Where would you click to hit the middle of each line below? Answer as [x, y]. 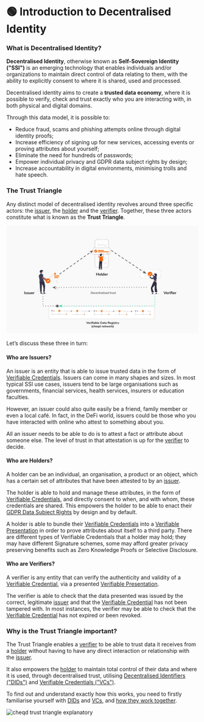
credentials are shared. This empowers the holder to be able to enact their [99, 506]
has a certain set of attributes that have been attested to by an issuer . [93, 481]
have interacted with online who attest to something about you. [85, 422]
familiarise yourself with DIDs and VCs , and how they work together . [92, 701]
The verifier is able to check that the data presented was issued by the [95, 595]
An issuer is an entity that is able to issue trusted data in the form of [91, 371]
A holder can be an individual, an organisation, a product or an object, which [102, 474]
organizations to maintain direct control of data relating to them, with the [97, 75]
